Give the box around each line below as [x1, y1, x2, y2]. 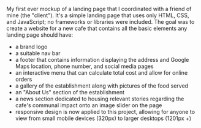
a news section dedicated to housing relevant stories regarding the [15, 95, 184, 102]
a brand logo [15, 43, 48, 50]
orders [15, 76, 32, 83]
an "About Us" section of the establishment [15, 89, 124, 96]
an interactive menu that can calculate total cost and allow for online [15, 69, 188, 76]
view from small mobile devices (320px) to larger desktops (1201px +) [15, 115, 192, 122]
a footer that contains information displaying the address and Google [15, 56, 189, 63]
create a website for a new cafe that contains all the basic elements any [6, 24, 188, 32]
